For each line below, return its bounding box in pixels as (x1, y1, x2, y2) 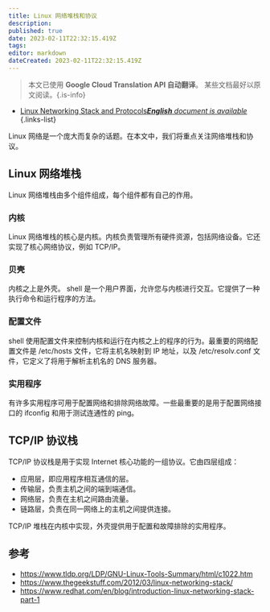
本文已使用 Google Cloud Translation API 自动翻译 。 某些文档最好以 (27, 80, 255, 89)
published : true (8, 27, 63, 35)
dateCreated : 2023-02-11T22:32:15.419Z (8, 57, 142, 65)
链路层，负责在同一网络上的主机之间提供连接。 (19, 504, 175, 514)
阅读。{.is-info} (35, 89, 86, 99)
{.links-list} (19, 114, 57, 124)
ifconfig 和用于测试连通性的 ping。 (23, 407, 139, 417)
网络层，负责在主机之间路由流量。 (19, 494, 133, 503)
